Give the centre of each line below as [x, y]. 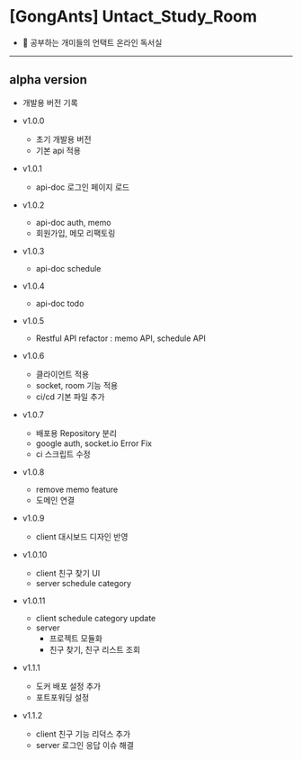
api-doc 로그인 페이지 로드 [83, 187]
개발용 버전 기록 [50, 103]
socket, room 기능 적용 [77, 385]
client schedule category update [96, 618]
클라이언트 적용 [62, 374]
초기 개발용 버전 [63, 139]
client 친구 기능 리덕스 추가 [83, 734]
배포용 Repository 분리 [76, 433]
